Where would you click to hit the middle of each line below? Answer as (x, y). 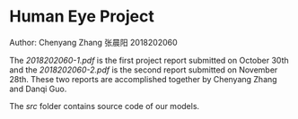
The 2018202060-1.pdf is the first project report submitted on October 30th (149, 60)
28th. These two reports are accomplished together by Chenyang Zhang (143, 79)
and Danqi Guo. (38, 89)
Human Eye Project (82, 17)
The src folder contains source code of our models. (105, 106)
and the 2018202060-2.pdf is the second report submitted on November (144, 70)
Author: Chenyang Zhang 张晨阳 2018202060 (93, 42)
